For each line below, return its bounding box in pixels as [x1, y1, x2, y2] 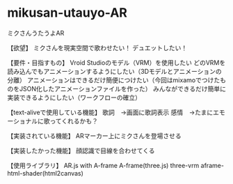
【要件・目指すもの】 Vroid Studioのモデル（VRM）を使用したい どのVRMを [7, 58, 226, 67]
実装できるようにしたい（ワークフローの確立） [7, 93, 141, 102]
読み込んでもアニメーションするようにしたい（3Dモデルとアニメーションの [7, 67, 222, 75]
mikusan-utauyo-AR [7, 5, 127, 21]
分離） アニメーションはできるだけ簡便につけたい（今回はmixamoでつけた [7, 75, 220, 84]
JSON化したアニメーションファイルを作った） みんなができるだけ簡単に [19, 84, 226, 93]
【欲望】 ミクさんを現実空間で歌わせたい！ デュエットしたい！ [7, 43, 188, 52]
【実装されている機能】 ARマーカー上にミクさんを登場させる [7, 131, 182, 140]
